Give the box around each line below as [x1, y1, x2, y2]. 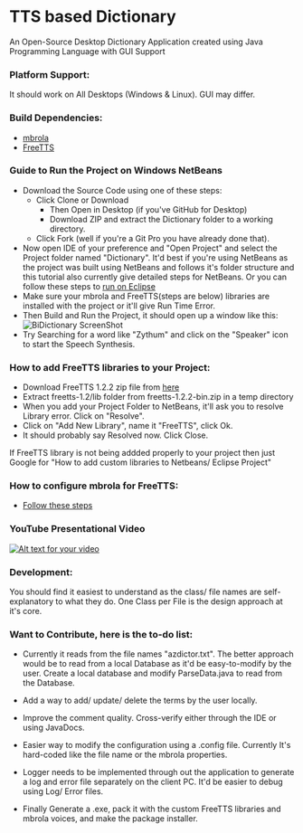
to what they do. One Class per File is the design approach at [55, 596, 283, 607]
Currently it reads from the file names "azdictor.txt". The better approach [22, 648, 294, 659]
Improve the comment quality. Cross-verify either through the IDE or [22, 713, 278, 724]
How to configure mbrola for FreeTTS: [9, 479, 179, 492]
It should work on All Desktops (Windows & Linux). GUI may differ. [9, 89, 256, 100]
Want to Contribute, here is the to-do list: [9, 628, 194, 640]
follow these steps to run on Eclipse [22, 280, 156, 291]
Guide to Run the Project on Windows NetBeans [9, 165, 223, 177]
